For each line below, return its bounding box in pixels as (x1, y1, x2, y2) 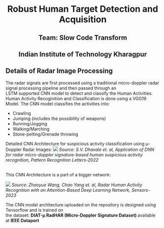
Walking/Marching (12, 126, 50, 132)
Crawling (12, 110, 31, 116)
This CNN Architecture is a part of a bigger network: (5, 171, 111, 177)
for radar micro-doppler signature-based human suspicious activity (5, 151, 143, 158)
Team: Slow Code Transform (38, 33, 127, 42)
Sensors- (131, 187, 150, 193)
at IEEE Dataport (5, 217, 40, 223)
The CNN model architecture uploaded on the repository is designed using (5, 201, 156, 207)
